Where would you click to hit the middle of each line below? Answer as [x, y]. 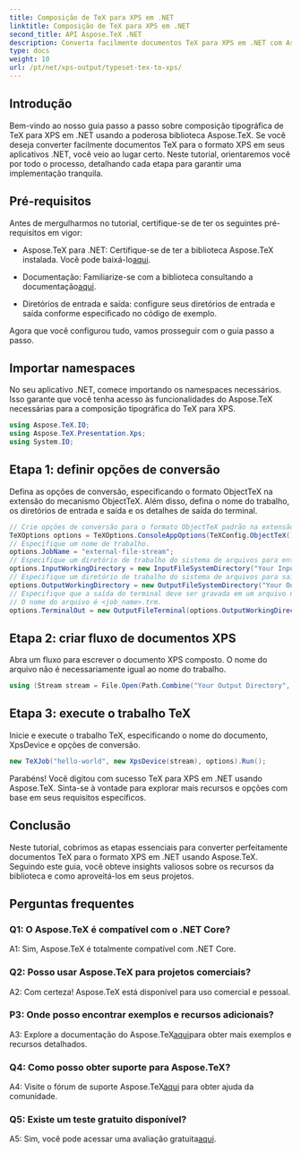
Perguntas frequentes [72, 903]
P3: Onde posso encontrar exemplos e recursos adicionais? [142, 1015]
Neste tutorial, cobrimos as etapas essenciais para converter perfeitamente [149, 847]
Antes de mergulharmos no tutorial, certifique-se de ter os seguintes [136, 223]
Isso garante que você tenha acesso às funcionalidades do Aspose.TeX [141, 399]
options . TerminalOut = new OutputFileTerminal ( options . [116, 611]
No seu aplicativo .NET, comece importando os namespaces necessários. [146, 390]
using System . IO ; [42, 442]
